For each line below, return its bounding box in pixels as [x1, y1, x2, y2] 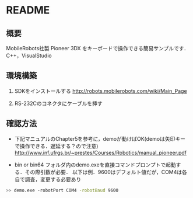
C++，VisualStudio [6, 52, 52, 59]
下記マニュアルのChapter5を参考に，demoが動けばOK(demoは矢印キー [14, 135, 185, 142]
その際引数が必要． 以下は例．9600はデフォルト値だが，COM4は [24, 168, 183, 175]
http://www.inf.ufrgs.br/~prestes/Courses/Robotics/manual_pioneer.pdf [14, 149, 187, 156]
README [6, 4, 50, 17]
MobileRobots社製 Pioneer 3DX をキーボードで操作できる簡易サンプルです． [6, 45, 190, 51]
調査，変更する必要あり [24, 176, 82, 183]
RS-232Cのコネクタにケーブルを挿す [14, 100, 103, 107]
